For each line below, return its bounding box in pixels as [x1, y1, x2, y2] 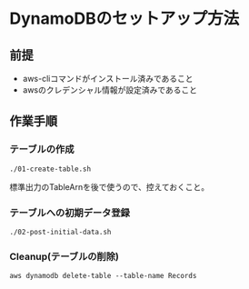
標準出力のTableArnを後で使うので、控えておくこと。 [9, 181, 210, 192]
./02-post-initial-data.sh [9, 227, 112, 236]
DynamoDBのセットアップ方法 [9, 8, 240, 29]
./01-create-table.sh [9, 164, 92, 174]
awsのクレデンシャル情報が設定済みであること [22, 85, 198, 95]
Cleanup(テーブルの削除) [9, 250, 120, 263]
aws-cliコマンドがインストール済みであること [22, 74, 194, 84]
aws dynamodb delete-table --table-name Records [9, 272, 197, 281]
